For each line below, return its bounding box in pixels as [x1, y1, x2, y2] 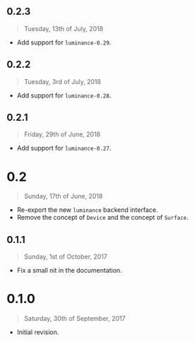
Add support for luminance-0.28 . [16, 91, 112, 100]
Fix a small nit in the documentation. [16, 266, 122, 275]
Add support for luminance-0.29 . [16, 38, 112, 47]
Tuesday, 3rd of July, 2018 [23, 77, 102, 85]
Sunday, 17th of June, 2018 [23, 192, 103, 201]
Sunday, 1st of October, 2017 [23, 252, 107, 261]
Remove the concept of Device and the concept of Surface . [16, 213, 189, 222]
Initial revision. [16, 328, 59, 336]
